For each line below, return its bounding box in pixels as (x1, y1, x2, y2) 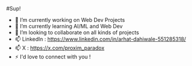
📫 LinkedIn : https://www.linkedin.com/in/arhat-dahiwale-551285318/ (14, 35, 187, 42)
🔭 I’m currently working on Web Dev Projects (14, 16, 125, 23)
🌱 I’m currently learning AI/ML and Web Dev (14, 23, 123, 29)
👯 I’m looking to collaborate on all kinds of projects (14, 29, 140, 36)
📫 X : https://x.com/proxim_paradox (14, 44, 105, 51)
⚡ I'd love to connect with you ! (14, 53, 91, 60)
